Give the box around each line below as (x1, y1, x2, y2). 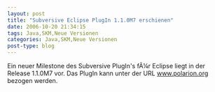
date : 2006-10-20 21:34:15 (7, 23, 86, 30)
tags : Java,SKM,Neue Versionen (7, 29, 99, 37)
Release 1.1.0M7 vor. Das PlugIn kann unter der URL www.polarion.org (7, 69, 209, 77)
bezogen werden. (7, 77, 58, 84)
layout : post (7, 10, 46, 17)
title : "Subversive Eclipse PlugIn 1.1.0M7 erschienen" (7, 17, 174, 24)
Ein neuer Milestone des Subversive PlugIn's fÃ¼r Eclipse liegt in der (7, 62, 205, 70)
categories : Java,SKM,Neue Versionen (7, 36, 118, 43)
